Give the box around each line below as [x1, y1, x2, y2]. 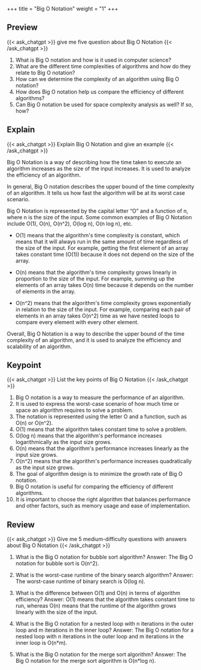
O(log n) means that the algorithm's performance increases [15, 432, 162, 439]
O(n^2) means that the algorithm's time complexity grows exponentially [15, 299, 191, 306]
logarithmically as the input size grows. [15, 439, 112, 446]
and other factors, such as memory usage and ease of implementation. [15, 502, 191, 509]
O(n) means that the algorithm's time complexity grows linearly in [15, 268, 177, 276]
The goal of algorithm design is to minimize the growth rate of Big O [15, 470, 183, 478]
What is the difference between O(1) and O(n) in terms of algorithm [15, 590, 181, 597]
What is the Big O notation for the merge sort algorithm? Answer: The [15, 651, 187, 658]
